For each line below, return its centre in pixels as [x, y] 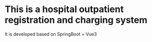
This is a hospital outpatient [64, 9]
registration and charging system [76, 20]
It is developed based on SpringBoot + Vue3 [51, 34]
